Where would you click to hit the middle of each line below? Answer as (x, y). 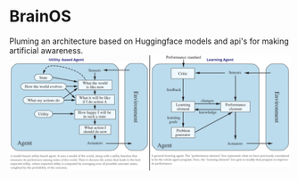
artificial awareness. (46, 50)
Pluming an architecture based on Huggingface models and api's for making (149, 41)
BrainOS (40, 16)
